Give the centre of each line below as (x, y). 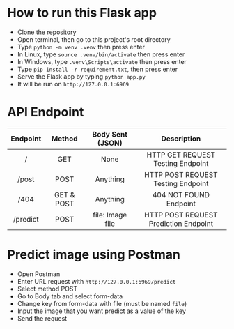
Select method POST (47, 289)
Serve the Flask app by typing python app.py (81, 76)
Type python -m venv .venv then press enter (81, 47)
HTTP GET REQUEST (181, 155)
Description (181, 139)
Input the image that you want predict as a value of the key (102, 311)
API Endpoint (46, 112)
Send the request (42, 318)
